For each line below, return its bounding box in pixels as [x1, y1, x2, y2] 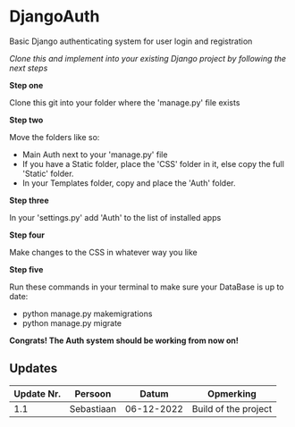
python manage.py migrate [21, 317, 122, 328]
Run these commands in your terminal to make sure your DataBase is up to [9, 281, 284, 292]
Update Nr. [13, 387, 61, 399]
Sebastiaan [69, 402, 117, 414]
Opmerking [206, 387, 257, 399]
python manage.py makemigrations [21, 308, 153, 319]
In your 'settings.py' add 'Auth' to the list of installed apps [9, 212, 222, 222]
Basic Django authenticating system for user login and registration [9, 36, 253, 46]
